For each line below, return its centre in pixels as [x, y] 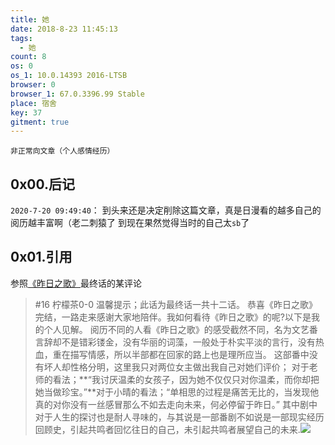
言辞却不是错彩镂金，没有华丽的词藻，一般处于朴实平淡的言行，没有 [175, 342]
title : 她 [30, 19]
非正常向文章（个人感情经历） [62, 151]
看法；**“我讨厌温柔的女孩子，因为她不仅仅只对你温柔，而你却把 [186, 379]
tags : [21, 38]
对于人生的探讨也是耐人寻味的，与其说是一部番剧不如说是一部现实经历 [179, 417]
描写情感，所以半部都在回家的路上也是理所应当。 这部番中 [189, 354]
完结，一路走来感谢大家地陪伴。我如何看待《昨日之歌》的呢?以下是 [173, 317]
